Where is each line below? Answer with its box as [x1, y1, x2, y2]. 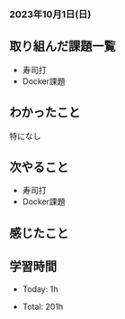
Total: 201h [22, 301, 64, 312]
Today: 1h [22, 283, 58, 295]
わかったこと [9, 105, 81, 120]
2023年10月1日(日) [9, 7, 92, 20]
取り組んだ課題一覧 [9, 39, 116, 54]
